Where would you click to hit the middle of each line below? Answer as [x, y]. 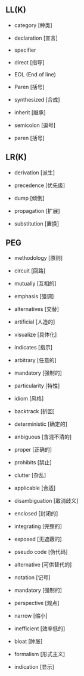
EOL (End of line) [35, 74]
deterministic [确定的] [41, 424]
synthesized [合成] [37, 99]
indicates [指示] [33, 348]
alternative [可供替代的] [43, 565]
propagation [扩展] [37, 210]
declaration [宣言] [36, 38]
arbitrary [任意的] [35, 360]
